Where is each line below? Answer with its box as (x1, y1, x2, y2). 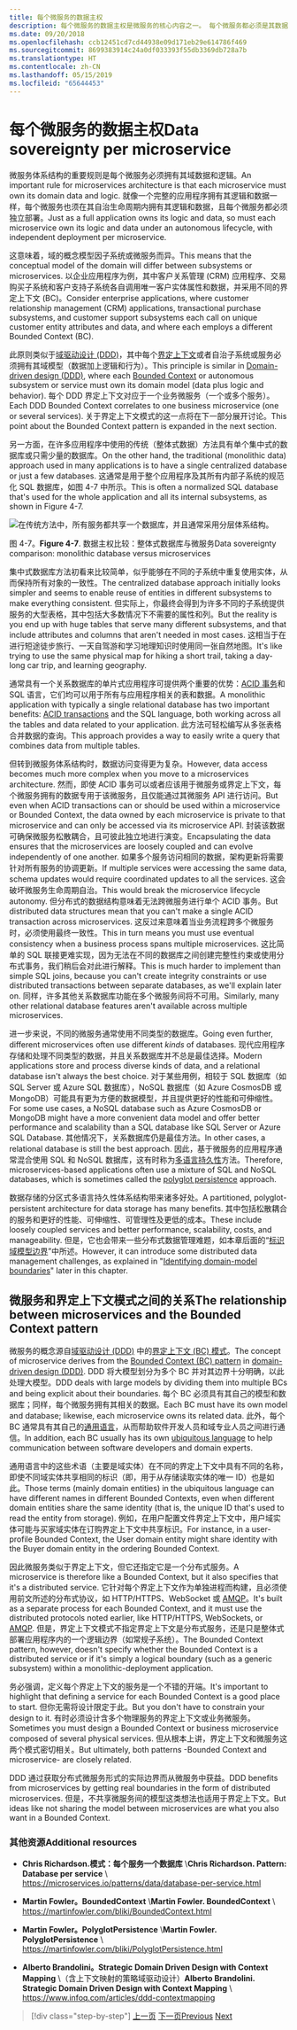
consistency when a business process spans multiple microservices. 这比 (9, 938, 277, 949)
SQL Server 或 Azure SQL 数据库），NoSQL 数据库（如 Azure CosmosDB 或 (9, 1082, 282, 1093)
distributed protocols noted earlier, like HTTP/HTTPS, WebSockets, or (9, 1613, 263, 1623)
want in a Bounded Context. (9, 1813, 110, 1824)
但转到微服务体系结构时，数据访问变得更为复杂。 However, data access (9, 758, 268, 769)
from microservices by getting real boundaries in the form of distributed (9, 1783, 271, 1793)
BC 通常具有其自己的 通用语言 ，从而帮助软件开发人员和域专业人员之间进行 (9, 1421, 278, 1432)
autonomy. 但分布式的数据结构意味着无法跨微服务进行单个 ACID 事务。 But (9, 896, 278, 906)
